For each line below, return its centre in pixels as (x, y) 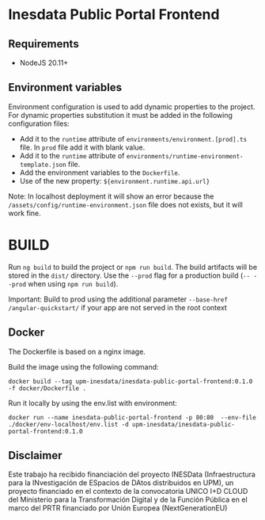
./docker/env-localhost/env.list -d (68, 424)
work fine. (25, 213)
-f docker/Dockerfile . (47, 388)
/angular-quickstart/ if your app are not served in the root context (117, 307)
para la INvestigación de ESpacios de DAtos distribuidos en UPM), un (121, 483)
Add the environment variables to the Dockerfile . (100, 173)
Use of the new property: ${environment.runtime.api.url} (115, 180)
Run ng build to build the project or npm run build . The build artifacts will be (133, 267)
